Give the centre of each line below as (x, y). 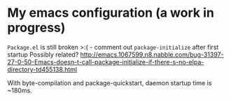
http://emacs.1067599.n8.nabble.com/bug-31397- (152, 55)
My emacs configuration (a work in (111, 13)
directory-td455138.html (42, 69)
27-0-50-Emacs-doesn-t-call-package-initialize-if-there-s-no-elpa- (106, 62)
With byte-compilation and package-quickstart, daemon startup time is (110, 83)
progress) (36, 28)
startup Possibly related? (43, 55)
